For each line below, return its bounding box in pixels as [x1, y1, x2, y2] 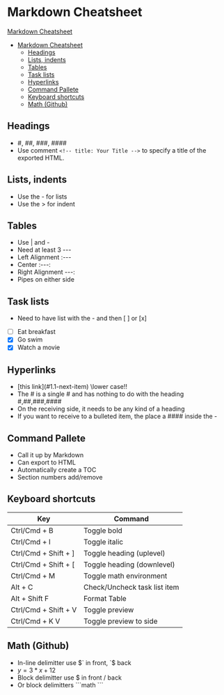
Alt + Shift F [10, 593, 49, 603]
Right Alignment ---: [17, 268, 75, 276]
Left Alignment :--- [17, 253, 72, 261]
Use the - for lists [17, 192, 67, 201]
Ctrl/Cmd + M [10, 571, 56, 581]
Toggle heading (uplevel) [83, 548, 166, 558]
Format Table [83, 593, 127, 603]
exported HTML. [17, 153, 65, 162]
